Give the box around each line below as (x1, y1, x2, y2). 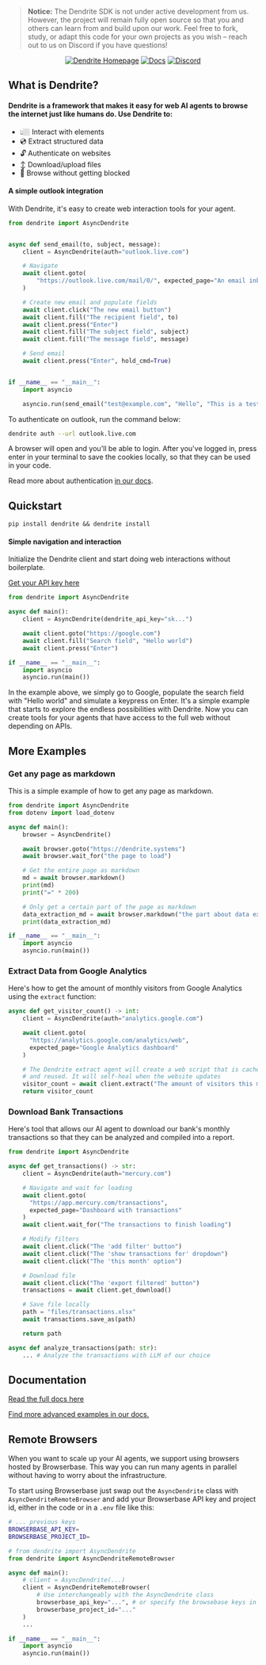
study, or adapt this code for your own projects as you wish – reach (27, 32, 248, 41)
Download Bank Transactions (8, 1106, 124, 1117)
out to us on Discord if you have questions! (27, 40, 168, 50)
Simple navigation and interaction (8, 537, 122, 546)
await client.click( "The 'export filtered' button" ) (22, 1279, 200, 1287)
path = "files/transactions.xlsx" (22, 1308, 136, 1316)
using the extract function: (8, 992, 97, 1001)
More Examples (8, 744, 87, 758)
